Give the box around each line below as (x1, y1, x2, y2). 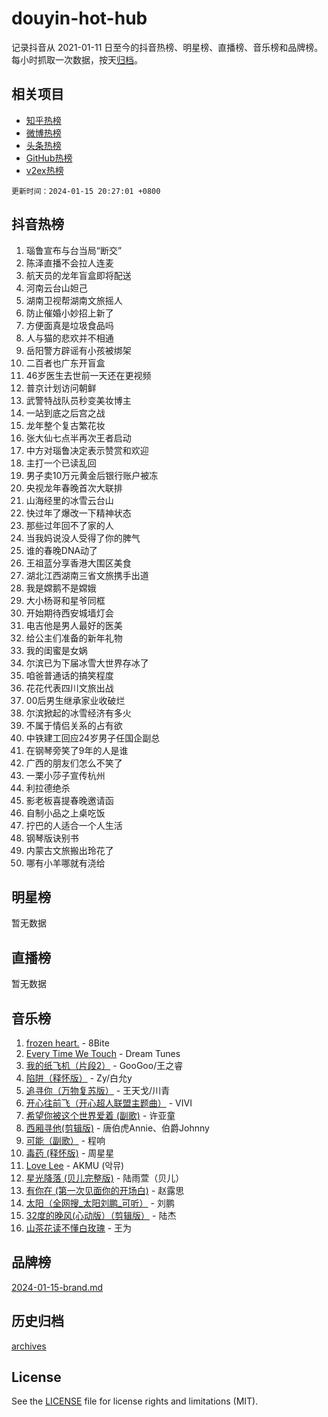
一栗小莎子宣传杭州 (25, 769, 106, 781)
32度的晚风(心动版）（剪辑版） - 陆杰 (25, 1210, 177, 1221)
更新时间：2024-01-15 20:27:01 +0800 (11, 186, 161, 196)
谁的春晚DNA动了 (25, 544, 99, 556)
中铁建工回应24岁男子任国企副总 (25, 732, 161, 744)
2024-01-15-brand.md (11, 1281, 103, 1293)
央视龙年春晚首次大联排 (25, 482, 123, 494)
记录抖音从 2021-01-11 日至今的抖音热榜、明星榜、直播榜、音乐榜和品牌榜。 (11, 41, 324, 53)
